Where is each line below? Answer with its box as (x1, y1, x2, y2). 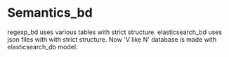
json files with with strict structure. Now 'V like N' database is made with (7, 35, 216, 43)
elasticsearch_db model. (7, 42, 78, 51)
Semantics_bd (7, 5, 93, 21)
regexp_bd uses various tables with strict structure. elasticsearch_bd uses (7, 28, 223, 36)
